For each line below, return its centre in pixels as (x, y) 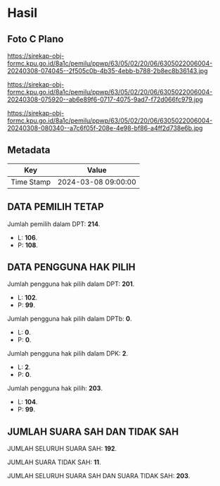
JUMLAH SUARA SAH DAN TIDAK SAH (93, 431)
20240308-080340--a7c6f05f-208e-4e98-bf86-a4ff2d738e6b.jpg (105, 128)
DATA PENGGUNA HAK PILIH (71, 267)
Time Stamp (31, 182)
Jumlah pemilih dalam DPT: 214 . (54, 224)
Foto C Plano (35, 39)
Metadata (29, 150)
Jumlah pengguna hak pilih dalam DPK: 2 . (68, 354)
